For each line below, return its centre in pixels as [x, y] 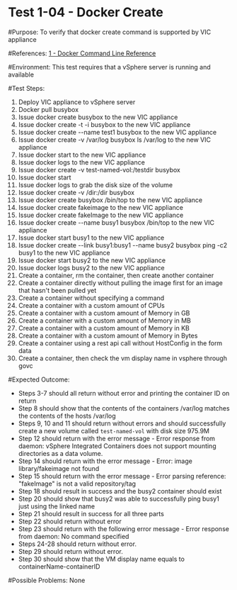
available [21, 74]
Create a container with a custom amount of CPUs [91, 305]
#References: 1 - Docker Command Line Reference [82, 53]
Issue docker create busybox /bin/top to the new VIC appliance [110, 200]
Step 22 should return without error [70, 521]
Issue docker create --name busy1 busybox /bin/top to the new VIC [116, 222]
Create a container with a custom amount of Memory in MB [105, 321]
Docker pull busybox [48, 109]
